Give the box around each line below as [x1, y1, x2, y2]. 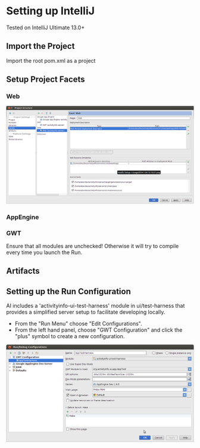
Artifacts [6, 266, 40, 276]
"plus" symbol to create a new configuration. [14, 333, 125, 340]
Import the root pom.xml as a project [6, 57, 96, 64]
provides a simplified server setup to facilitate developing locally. [6, 308, 165, 316]
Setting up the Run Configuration [6, 286, 131, 296]
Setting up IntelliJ [6, 4, 95, 18]
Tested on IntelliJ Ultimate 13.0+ [6, 24, 85, 31]
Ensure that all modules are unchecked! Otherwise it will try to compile [6, 243, 179, 249]
